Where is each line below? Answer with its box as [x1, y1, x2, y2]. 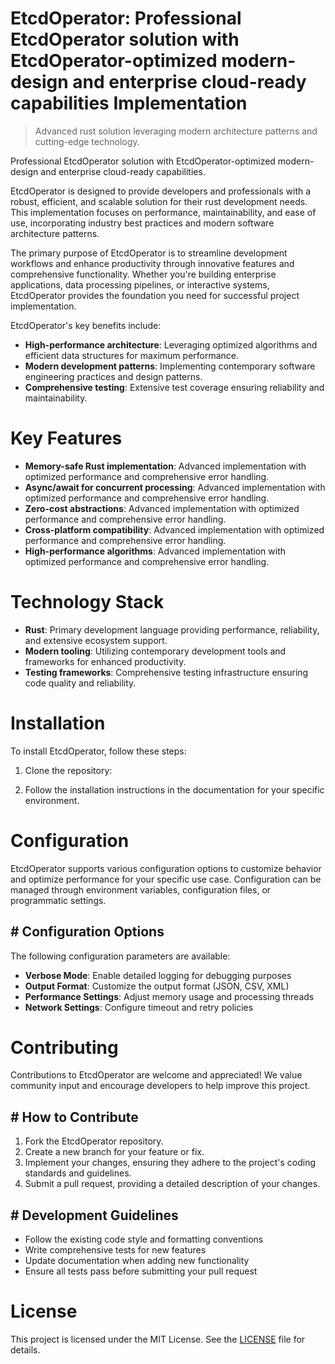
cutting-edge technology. [34, 135, 140, 147]
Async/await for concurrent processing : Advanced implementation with [24, 481, 326, 493]
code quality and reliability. [24, 677, 137, 689]
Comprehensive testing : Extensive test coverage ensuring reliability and [24, 381, 325, 393]
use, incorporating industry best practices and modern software [10, 217, 275, 229]
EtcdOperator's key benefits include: [10, 319, 162, 331]
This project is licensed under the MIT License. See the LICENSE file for [10, 1333, 306, 1345]
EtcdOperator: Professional [10, 7, 242, 30]
